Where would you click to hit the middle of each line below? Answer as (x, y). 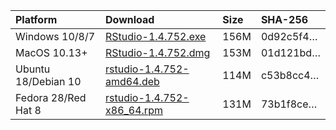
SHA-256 (284, 19)
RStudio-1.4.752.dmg (158, 52)
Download (130, 19)
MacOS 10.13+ (51, 52)
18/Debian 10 (48, 81)
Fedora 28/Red (51, 97)
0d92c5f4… (289, 36)
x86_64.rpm (134, 110)
